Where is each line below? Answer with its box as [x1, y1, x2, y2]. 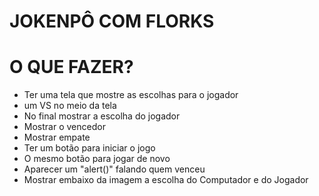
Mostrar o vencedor [23, 121, 106, 133]
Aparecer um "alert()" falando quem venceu [23, 163, 206, 175]
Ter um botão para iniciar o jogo [23, 142, 156, 154]
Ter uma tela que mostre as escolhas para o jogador [23, 89, 239, 101]
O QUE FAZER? [9, 56, 134, 79]
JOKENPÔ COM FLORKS [9, 10, 215, 33]
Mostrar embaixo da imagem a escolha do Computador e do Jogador [23, 174, 309, 186]
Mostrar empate [23, 131, 91, 144]
